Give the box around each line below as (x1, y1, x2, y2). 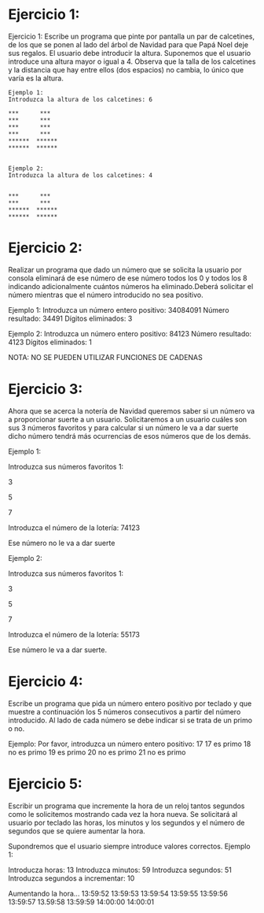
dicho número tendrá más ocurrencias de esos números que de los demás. (8, 431, 251, 440)
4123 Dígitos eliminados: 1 (8, 337, 92, 347)
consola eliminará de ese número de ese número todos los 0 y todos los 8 (8, 273, 247, 283)
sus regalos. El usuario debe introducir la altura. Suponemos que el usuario (8, 48, 251, 58)
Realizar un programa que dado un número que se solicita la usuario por (8, 265, 242, 274)
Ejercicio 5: (8, 774, 82, 792)
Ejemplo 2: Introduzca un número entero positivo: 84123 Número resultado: (8, 328, 252, 338)
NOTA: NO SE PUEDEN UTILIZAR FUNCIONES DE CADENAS (8, 352, 203, 362)
